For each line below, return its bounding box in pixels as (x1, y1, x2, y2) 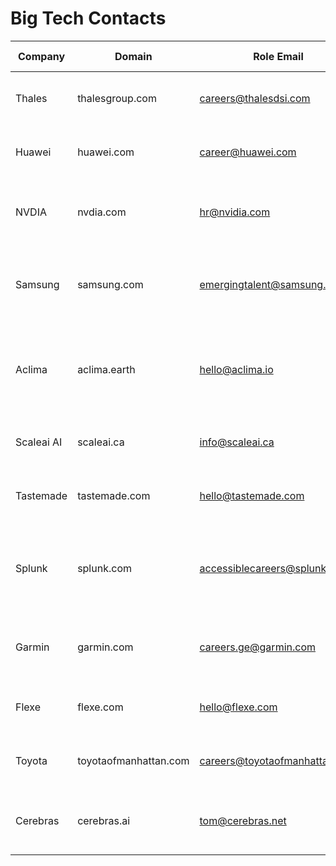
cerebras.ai (77, 813, 131, 827)
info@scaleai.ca (199, 435, 275, 449)
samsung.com (77, 277, 144, 291)
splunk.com (77, 561, 132, 575)
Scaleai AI (15, 435, 63, 449)
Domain (114, 49, 153, 63)
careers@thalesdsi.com (199, 91, 311, 105)
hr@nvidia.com (199, 205, 271, 219)
